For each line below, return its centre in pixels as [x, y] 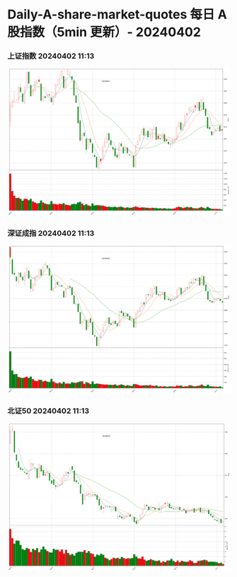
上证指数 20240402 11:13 [51, 56]
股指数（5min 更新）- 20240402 [104, 32]
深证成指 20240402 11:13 [51, 233]
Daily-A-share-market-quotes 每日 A [117, 14]
